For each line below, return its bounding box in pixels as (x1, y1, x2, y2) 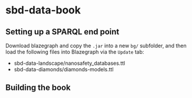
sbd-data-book (5, 3, 81, 17)
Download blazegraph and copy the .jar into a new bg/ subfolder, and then (5, 42, 187, 49)
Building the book (5, 83, 71, 93)
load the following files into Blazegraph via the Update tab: (5, 48, 144, 55)
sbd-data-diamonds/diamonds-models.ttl (13, 66, 114, 73)
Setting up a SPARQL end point (5, 27, 120, 37)
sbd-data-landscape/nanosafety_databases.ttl (13, 60, 125, 66)
